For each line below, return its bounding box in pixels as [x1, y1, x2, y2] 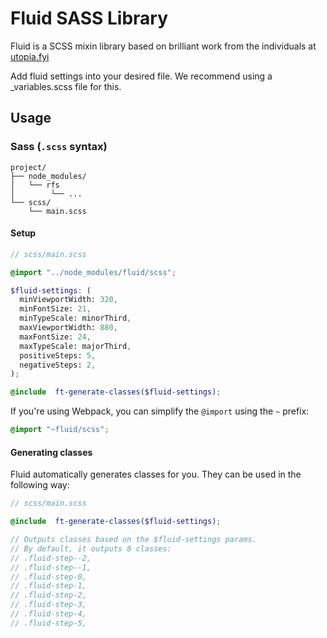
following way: [10, 479, 70, 491]
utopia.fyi [10, 50, 50, 62]
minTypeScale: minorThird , [19, 313, 132, 324]
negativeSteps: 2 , [19, 360, 97, 370]
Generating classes [10, 446, 93, 458]
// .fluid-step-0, [10, 572, 87, 582]
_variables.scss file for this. [10, 80, 122, 92]
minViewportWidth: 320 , [19, 295, 118, 305]
